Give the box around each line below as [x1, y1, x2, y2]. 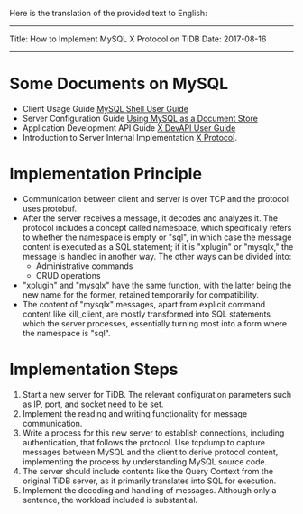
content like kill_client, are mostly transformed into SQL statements [22, 308, 271, 319]
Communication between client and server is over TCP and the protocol [22, 193, 289, 204]
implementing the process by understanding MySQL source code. [22, 455, 268, 467]
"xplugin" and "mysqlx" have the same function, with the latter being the [22, 280, 292, 290]
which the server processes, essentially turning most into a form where [22, 317, 287, 328]
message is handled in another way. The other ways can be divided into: [22, 251, 292, 262]
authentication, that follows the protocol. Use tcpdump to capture [22, 436, 266, 447]
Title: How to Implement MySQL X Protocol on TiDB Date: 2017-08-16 [9, 33, 267, 44]
